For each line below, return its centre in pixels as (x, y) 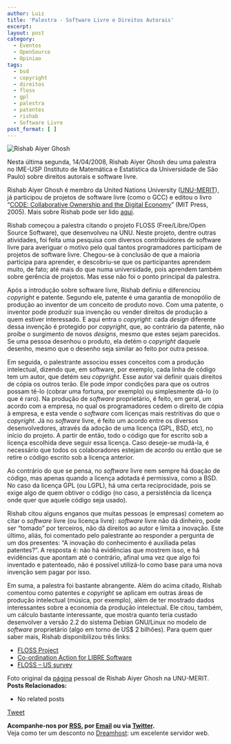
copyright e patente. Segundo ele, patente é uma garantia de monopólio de (114, 297)
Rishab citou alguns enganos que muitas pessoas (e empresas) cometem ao (115, 513)
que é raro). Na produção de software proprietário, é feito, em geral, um (109, 399)
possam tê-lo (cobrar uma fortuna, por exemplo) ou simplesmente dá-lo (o (113, 391)
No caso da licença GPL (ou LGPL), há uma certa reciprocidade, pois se (109, 486)
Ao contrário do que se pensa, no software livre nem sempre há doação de (114, 471)
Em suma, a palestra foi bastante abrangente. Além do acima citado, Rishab (114, 586)
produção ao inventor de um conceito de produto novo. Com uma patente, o (115, 305)
